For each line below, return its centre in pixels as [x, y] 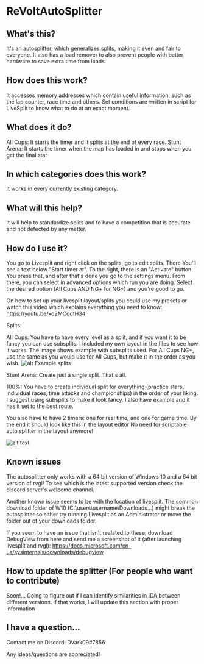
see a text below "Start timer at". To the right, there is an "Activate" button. [100, 270]
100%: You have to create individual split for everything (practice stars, [95, 387]
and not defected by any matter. [47, 229]
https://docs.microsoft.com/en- [92, 545]
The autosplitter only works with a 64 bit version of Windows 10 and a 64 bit [102, 476]
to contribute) [33, 581]
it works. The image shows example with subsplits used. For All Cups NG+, [100, 350]
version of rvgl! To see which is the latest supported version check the [94, 483]
